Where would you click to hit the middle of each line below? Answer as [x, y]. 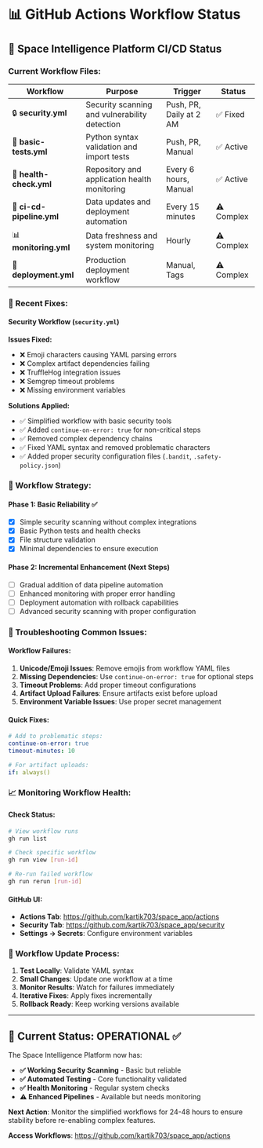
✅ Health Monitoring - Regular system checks [94, 1088]
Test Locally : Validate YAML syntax [77, 971]
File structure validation [57, 540]
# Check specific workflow [52, 853]
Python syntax [112, 137]
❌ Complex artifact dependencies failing [85, 364]
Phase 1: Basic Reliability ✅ [53, 504]
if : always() [29, 772]
